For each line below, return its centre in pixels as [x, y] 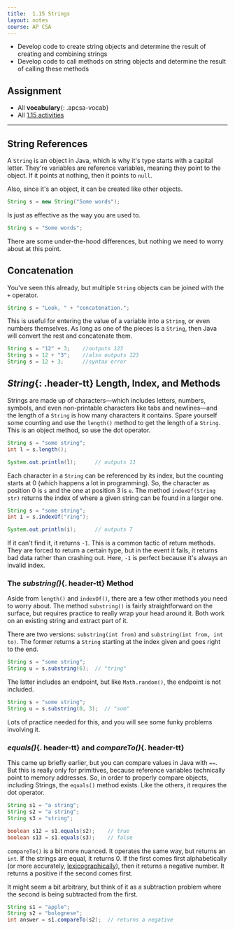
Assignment [34, 91]
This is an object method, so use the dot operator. [79, 430]
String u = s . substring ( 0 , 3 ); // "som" [69, 709]
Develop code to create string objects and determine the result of [112, 47]
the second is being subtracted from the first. [73, 894]
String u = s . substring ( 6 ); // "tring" [67, 668]
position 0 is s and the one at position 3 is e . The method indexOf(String [112, 490]
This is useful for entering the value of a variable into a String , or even [109, 321]
